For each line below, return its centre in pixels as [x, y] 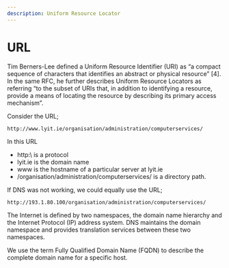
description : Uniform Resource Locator [64, 13]
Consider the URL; [33, 116]
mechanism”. [25, 103]
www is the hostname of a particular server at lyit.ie [90, 169]
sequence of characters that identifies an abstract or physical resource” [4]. [114, 73]
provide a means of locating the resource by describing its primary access [112, 95]
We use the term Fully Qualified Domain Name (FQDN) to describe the [105, 250]
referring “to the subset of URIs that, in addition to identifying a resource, [110, 88]
